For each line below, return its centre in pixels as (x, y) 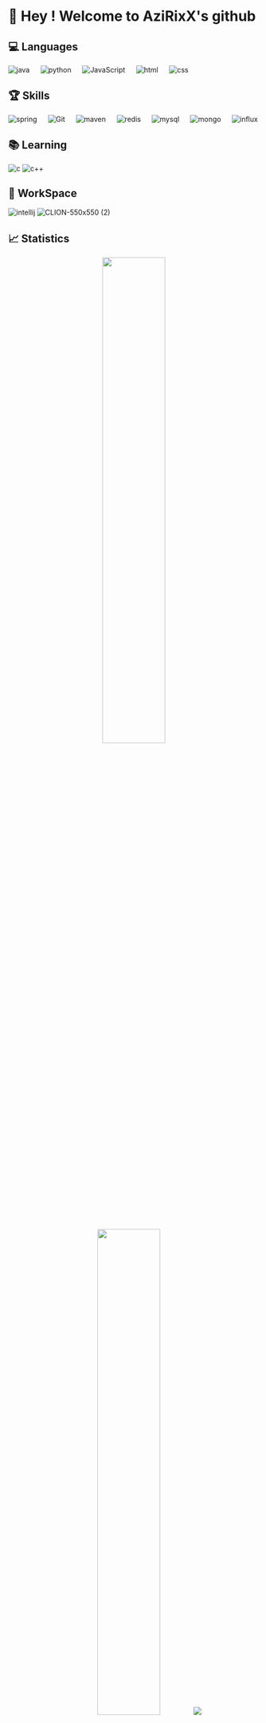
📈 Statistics (39, 238)
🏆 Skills (29, 96)
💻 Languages (43, 47)
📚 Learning (38, 146)
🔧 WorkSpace (43, 193)
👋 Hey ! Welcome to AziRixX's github (132, 16)
